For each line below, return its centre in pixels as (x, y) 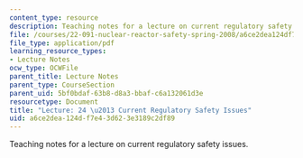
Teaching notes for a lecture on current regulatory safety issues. (129, 144)
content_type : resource (54, 18)
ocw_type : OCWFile (44, 69)
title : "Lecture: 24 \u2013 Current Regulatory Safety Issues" (131, 110)
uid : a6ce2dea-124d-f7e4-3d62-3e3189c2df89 (92, 118)
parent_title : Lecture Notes (64, 77)
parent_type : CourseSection (62, 85)
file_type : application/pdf (62, 43)
